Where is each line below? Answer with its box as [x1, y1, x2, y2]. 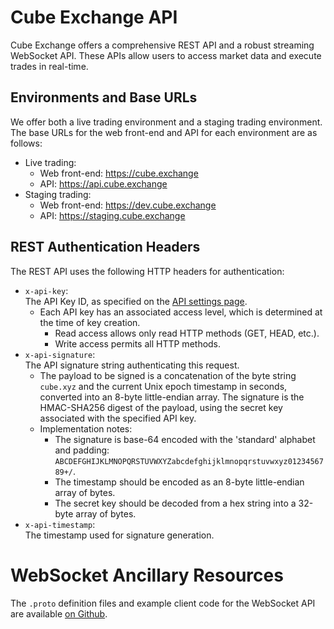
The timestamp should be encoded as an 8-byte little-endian [54, 476, 305, 488]
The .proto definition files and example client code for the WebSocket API [10, 597, 316, 609]
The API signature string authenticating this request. [24, 359, 240, 371]
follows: [10, 137, 43, 149]
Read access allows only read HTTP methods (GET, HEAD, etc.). [54, 327, 320, 339]
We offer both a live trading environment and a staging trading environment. [10, 116, 323, 128]
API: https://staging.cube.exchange [39, 209, 186, 221]
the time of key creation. [39, 316, 141, 328]
